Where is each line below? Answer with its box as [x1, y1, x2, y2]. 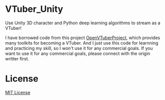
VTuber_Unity [5, 3, 64, 15]
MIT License [5, 89, 31, 95]
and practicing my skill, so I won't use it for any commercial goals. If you [5, 45, 153, 51]
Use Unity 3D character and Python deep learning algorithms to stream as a [5, 20, 161, 26]
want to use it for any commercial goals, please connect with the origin [5, 50, 151, 56]
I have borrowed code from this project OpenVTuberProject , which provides [5, 35, 161, 41]
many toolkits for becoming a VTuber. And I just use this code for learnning [5, 40, 159, 46]
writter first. [5, 55, 29, 61]
